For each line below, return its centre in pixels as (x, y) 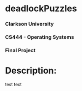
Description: (31, 71)
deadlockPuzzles (41, 9)
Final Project (20, 50)
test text (14, 84)
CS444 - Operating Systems (40, 37)
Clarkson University (29, 24)
